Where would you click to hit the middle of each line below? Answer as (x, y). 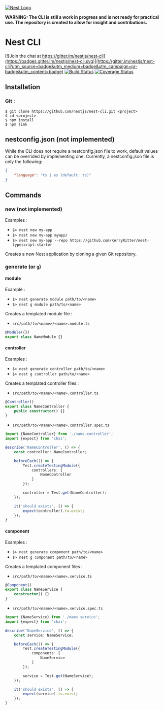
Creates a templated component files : (44, 566)
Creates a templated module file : (39, 313)
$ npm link (16, 124)
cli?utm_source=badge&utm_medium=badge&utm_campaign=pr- (71, 66)
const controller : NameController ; (50, 452)
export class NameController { (37, 406)
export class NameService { (34, 590)
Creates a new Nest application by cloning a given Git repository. (71, 254)
